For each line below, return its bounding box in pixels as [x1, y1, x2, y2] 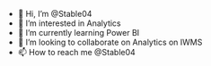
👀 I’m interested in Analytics [17, 18, 121, 29]
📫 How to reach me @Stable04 [17, 47, 136, 57]
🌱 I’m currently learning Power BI [17, 28, 140, 37]
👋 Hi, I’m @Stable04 [17, 9, 92, 19]
